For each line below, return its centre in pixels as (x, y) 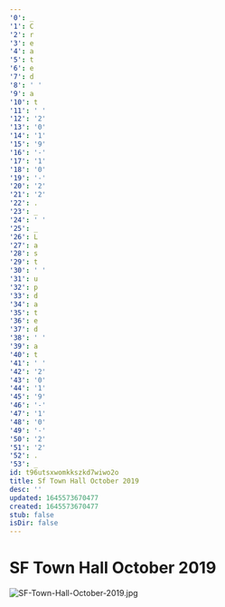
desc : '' (26, 489)
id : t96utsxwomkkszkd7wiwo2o (64, 473)
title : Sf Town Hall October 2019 (75, 481)
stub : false (32, 515)
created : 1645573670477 (54, 506)
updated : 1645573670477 (54, 498)
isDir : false (34, 523)
